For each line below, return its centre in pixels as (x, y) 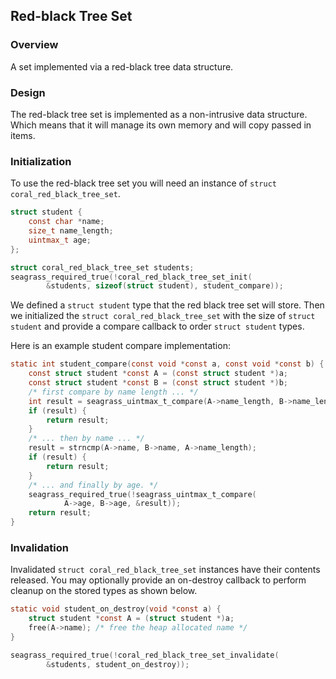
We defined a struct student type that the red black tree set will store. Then (167, 305)
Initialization (41, 161)
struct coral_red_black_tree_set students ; (102, 267)
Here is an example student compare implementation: (120, 346)
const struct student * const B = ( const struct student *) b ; (158, 383)
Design (28, 92)
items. (23, 135)
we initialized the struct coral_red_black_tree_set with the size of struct (163, 316)
